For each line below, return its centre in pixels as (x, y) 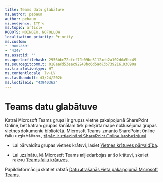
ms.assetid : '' (20, 55)
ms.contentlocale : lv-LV (30, 73)
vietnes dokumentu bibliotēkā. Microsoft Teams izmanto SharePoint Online (80, 131)
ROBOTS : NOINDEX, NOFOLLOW (32, 32)
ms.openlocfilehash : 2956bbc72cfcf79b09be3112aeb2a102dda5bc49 (71, 60)
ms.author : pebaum (24, 14)
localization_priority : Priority (39, 37)
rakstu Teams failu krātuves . (41, 160)
